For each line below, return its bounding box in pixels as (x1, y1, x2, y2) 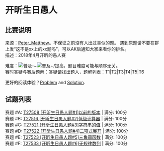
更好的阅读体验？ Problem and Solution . (5, 80, 85, 85)
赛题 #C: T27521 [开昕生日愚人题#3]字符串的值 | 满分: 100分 (5, 122, 128, 128)
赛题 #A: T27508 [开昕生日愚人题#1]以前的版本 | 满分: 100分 (5, 109, 128, 115)
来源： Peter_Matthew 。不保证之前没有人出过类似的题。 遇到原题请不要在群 (5, 40, 160, 46)
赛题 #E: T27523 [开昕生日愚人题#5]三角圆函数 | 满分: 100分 (5, 134, 128, 140)
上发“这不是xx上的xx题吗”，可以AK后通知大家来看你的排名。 (5, 46, 129, 52)
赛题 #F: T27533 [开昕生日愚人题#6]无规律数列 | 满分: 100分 (5, 140, 128, 146)
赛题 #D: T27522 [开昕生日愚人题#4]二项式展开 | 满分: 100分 (5, 128, 128, 134)
